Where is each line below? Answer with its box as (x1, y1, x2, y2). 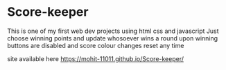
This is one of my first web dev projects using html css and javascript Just (7, 27, 219, 35)
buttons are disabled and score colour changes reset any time (7, 41, 184, 49)
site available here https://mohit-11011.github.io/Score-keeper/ (7, 54, 184, 62)
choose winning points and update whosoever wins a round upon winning (7, 34, 218, 42)
